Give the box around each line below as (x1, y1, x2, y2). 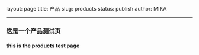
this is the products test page (6, 42, 80, 49)
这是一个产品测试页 (6, 27, 61, 35)
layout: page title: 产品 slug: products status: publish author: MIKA (6, 5, 167, 12)
